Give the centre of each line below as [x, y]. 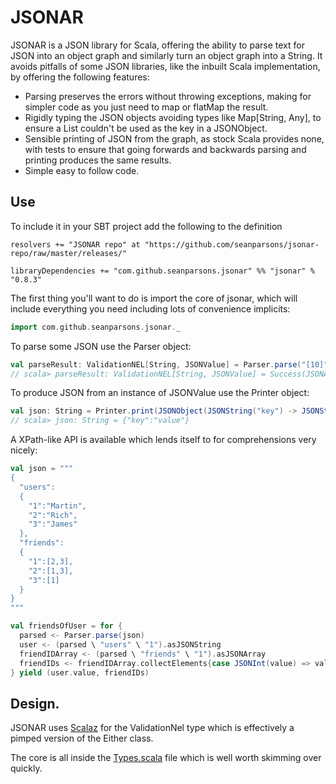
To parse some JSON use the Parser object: [101, 346]
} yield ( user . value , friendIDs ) [80, 672]
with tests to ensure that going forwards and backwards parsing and [165, 149]
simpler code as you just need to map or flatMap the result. [146, 107]
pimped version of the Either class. [82, 738]
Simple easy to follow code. [82, 170]
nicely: [24, 450]
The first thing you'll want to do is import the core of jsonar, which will [154, 298]
